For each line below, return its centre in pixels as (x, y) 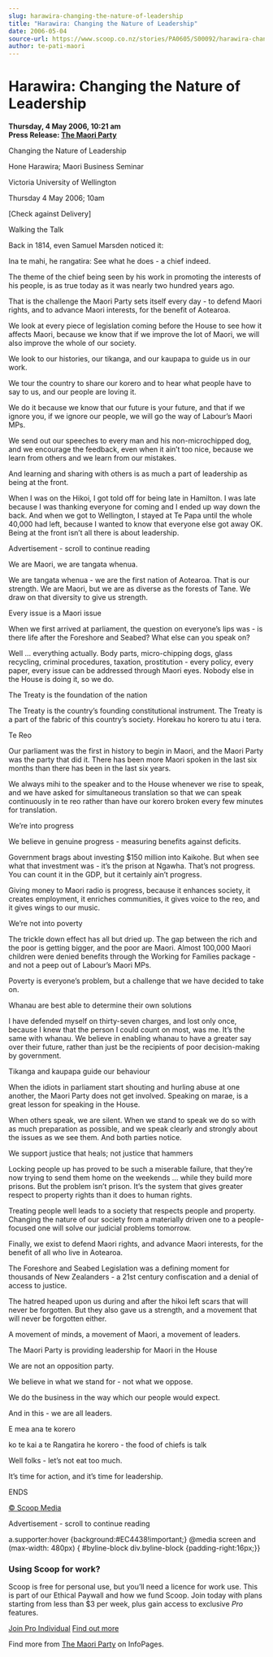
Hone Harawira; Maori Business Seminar (76, 167)
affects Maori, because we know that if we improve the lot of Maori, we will (134, 334)
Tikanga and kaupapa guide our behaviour (79, 1072)
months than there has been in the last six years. (90, 768)
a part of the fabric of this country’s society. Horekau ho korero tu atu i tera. (135, 719)
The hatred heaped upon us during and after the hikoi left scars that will (128, 1301)
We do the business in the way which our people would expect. (115, 1397)
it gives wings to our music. (54, 907)
